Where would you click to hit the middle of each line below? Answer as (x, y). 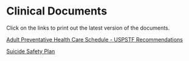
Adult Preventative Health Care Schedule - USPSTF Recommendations (95, 39)
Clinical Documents (57, 11)
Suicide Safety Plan (31, 51)
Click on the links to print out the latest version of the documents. (88, 28)
